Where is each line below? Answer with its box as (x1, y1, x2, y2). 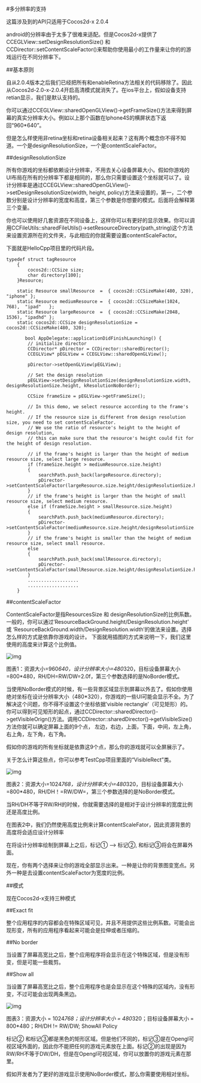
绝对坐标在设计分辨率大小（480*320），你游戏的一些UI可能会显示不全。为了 (6, 693, 194, 700)
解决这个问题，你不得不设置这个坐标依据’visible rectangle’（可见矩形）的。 (6, 701, 191, 707)
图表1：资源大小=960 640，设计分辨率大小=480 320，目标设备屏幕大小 (6, 665, 181, 672)
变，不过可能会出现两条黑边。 (6, 990, 80, 998)
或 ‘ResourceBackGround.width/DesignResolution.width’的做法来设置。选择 (6, 626, 192, 633)
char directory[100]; (28, 272, 82, 278)
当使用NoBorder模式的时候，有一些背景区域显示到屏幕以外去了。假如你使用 (6, 686, 193, 692)
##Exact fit (6, 907, 33, 914)
